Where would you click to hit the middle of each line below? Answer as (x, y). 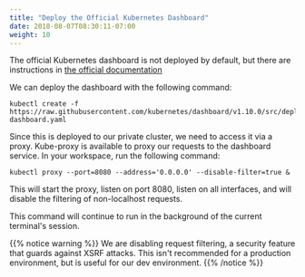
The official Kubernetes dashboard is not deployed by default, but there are (150, 61)
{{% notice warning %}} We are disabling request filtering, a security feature (152, 244)
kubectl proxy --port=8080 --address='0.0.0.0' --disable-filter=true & (150, 173)
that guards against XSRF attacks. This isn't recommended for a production (150, 253)
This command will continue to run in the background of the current (136, 216)
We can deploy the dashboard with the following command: (121, 88)
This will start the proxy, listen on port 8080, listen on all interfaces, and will (151, 189)
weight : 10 (30, 34)
